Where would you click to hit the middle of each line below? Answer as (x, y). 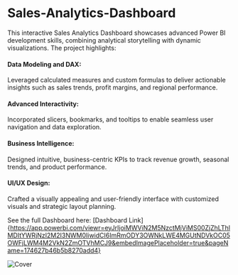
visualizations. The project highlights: (62, 48)
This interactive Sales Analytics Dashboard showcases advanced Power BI (117, 33)
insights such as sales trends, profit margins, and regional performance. (113, 87)
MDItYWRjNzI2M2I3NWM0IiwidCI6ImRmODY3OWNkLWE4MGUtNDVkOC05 (119, 235)
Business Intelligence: (41, 143)
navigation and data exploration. (54, 127)
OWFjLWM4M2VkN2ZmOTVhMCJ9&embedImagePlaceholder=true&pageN (118, 242)
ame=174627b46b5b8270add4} (54, 250)
